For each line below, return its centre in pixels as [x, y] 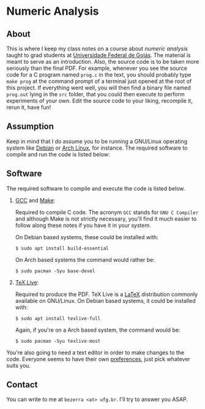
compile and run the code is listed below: [58, 154]
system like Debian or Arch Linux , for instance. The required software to [97, 148]
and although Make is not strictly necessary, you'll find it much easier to [106, 218]
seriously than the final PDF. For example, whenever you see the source [97, 68]
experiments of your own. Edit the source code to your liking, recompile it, [99, 101]
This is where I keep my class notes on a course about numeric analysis [97, 48]
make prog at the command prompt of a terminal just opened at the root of [99, 81]
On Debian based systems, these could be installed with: [87, 237]
